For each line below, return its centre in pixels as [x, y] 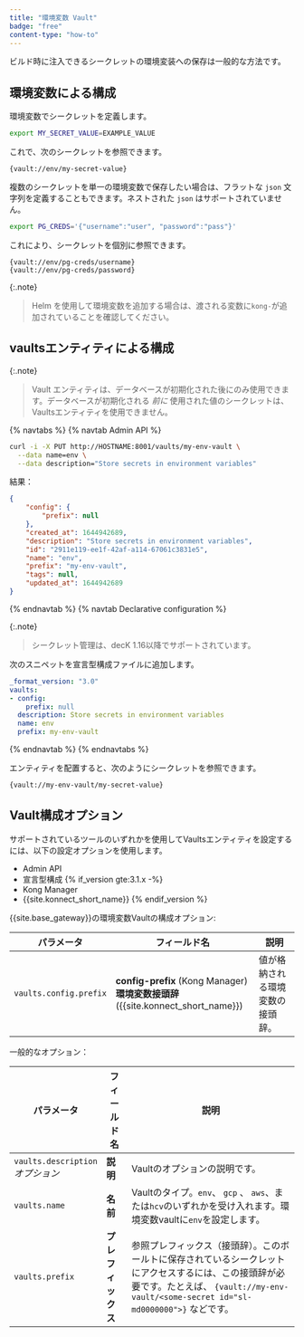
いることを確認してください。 [119, 317]
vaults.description [56, 1161]
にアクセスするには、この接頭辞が [203, 1273]
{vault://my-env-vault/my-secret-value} [87, 785]
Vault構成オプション [66, 816]
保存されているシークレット [226, 1259]
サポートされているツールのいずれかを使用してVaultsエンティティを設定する [151, 839]
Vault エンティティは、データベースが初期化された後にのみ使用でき [157, 389]
